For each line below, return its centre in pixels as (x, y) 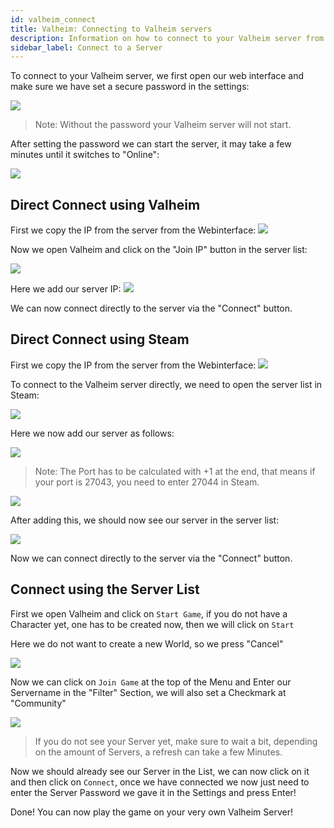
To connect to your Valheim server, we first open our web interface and (157, 76)
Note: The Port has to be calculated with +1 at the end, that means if (175, 471)
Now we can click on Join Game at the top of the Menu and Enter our (151, 682)
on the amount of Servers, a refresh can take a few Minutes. (158, 752)
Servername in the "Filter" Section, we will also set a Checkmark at (148, 692)
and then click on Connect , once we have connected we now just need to (160, 782)
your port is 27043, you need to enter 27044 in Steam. (147, 482)
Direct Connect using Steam (100, 339)
